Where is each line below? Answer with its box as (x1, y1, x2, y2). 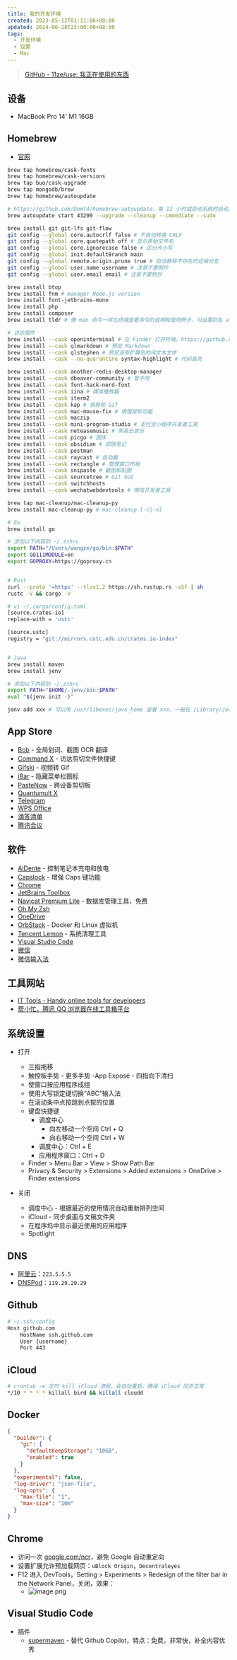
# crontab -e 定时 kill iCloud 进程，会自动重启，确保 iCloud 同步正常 (7, 1383, 205, 1390)
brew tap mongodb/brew (7, 186, 74, 193)
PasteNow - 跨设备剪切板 (17, 780, 92, 789)
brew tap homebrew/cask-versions (7, 173, 106, 180)
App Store (7, 726, 53, 738)
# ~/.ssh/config (7, 1318, 55, 1325)
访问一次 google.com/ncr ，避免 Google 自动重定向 (17, 1552, 164, 1561)
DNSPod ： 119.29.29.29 (17, 1279, 87, 1287)
